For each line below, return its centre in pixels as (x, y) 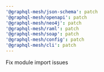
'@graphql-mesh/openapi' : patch (46, 17)
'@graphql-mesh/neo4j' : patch (44, 23)
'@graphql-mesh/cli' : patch (41, 46)
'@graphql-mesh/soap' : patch (42, 34)
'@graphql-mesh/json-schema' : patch (52, 12)
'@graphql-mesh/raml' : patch (42, 28)
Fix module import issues (37, 62)
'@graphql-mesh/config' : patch (45, 40)
